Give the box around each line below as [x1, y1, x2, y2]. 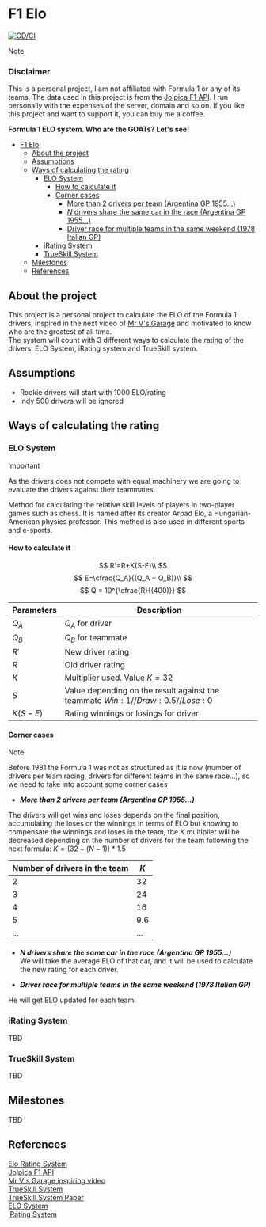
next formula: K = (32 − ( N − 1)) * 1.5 [8, 844, 127, 853]
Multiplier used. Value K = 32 [64, 672, 173, 683]
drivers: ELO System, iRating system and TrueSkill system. [8, 344, 198, 353]
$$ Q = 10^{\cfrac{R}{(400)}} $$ [80, 585, 186, 595]
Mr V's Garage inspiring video [8, 1176, 106, 1185]
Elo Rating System [8, 1159, 67, 1168]
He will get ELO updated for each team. [8, 995, 136, 1005]
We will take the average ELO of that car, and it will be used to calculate [19, 956, 253, 966]
